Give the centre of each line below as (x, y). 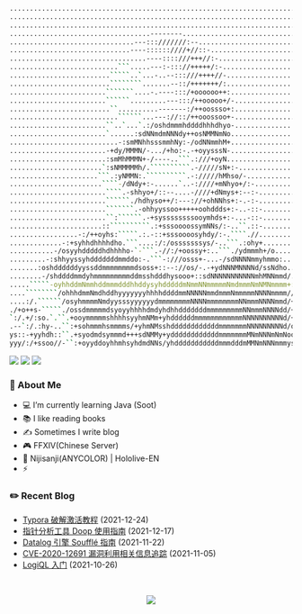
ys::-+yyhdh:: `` (40, 335)
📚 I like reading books (64, 419)
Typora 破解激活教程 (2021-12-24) (85, 520)
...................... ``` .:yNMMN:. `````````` (98, 176)
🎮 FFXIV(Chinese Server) (71, 446)
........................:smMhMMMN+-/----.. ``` (100, 159)
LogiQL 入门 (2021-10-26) (70, 565)
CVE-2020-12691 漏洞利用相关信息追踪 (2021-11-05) (119, 554)
